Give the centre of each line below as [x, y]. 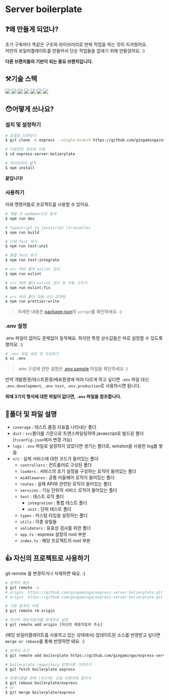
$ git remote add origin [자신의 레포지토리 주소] [54, 625]
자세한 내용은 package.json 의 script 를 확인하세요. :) [70, 312]
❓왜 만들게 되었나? [32, 29]
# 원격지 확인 [17, 583]
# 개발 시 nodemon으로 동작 [31, 214]
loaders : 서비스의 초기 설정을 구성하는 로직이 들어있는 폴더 [78, 471]
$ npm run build [22, 232]
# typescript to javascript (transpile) [48, 228]
